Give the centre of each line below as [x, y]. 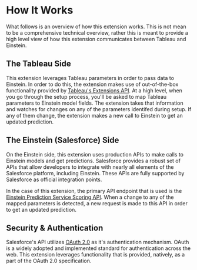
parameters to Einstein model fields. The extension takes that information [95, 103]
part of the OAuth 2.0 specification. [49, 261]
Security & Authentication [55, 228]
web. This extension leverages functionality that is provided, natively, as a [96, 255]
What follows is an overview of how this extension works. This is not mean [96, 26]
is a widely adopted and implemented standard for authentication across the [98, 248]
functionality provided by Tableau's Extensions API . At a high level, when [94, 90]
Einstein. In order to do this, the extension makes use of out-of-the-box [92, 84]
